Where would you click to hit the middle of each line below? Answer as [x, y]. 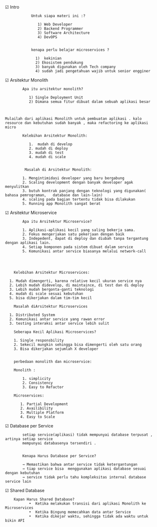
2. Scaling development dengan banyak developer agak [78, 182]
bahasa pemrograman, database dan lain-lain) [54, 195]
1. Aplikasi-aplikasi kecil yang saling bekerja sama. [79, 230]
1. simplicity [37, 379]
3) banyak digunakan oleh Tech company [76, 67]
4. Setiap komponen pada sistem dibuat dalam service [78, 247]
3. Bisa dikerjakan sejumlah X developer [56, 349]
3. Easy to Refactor [43, 387]
